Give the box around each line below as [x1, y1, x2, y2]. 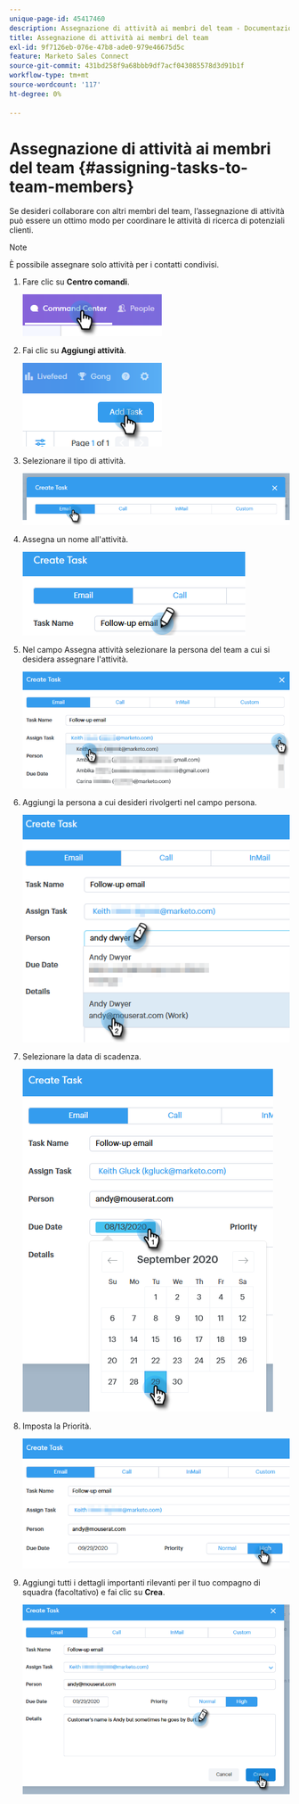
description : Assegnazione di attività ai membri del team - [9, 23, 241, 33]
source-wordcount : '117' [9, 80, 101, 89]
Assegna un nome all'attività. [21, 534, 129, 545]
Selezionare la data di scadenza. [21, 1050, 142, 1061]
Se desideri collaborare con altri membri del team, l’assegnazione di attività [9, 206, 285, 217]
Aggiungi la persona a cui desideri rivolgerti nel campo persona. [21, 796, 258, 807]
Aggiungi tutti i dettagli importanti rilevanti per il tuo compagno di [21, 1577, 261, 1587]
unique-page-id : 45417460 [9, 14, 105, 23]
